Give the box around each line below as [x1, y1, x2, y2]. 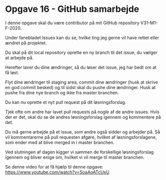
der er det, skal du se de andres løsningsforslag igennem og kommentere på [5, 114, 161, 120]
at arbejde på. [5, 54, 34, 60]
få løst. [5, 69, 19, 75]
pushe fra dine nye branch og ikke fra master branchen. [5, 90, 119, 95]
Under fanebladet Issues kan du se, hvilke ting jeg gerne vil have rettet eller [5, 35, 160, 41]
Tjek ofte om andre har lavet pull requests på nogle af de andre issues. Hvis [5, 109, 160, 115]
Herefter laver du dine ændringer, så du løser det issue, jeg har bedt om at [5, 64, 157, 70]
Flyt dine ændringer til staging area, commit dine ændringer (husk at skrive [5, 79, 158, 85]
